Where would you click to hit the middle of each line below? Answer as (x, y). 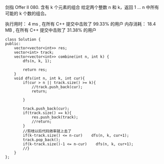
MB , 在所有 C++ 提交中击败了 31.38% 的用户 (51, 30)
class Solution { (23, 40)
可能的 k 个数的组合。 (27, 13)
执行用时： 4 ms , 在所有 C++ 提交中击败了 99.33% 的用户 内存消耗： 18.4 (81, 24)
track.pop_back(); (42, 140)
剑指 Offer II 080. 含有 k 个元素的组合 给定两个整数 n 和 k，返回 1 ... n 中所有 (82, 7)
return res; (35, 70)
